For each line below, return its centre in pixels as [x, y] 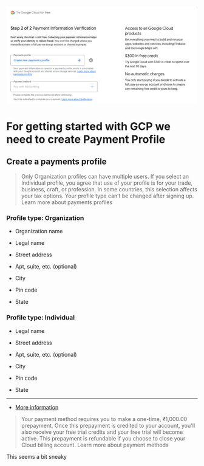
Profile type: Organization [45, 218]
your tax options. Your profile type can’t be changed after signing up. [107, 196]
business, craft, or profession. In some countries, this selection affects [109, 189]
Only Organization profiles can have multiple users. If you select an [105, 176]
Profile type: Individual [40, 318]
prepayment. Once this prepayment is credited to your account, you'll [108, 425]
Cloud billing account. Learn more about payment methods [95, 445]
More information [37, 407]
